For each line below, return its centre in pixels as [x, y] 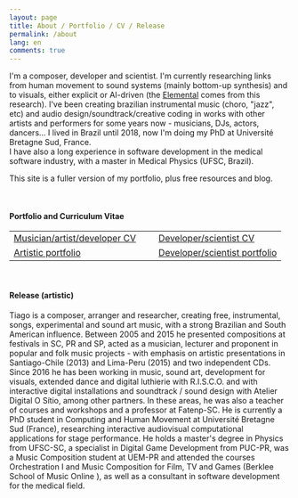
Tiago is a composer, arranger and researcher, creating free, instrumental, [145, 315]
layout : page [33, 17]
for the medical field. [47, 486]
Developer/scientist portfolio [218, 253]
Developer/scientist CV [207, 239]
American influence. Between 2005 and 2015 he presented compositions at [148, 334]
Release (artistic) [41, 295]
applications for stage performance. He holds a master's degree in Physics [146, 438]
